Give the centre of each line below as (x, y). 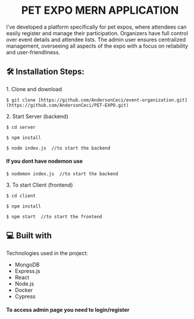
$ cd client (21, 196)
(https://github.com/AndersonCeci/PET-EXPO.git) (68, 105)
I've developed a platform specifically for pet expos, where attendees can (96, 27)
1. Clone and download (34, 89)
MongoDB (27, 264)
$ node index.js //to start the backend (58, 148)
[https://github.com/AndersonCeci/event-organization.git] (112, 100)
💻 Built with (29, 236)
